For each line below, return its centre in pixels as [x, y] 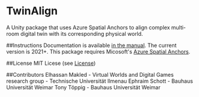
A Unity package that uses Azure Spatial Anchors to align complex [88, 27]
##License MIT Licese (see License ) [51, 63]
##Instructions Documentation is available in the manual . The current [91, 45]
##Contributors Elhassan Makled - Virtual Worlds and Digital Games [90, 74]
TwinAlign [32, 11]
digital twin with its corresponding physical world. [82, 33]
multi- [179, 27]
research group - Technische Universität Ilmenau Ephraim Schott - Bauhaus [100, 81]
